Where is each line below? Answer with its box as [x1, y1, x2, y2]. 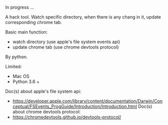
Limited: [5, 64, 22, 69]
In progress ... [5, 5, 34, 10]
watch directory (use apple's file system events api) [12, 39, 120, 45]
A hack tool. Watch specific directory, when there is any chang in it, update [5, 14, 161, 20]
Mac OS [12, 73, 29, 79]
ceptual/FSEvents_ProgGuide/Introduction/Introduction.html [12, 103, 137, 109]
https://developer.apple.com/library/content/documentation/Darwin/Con [12, 98, 163, 104]
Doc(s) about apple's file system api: [5, 88, 82, 94]
